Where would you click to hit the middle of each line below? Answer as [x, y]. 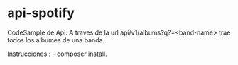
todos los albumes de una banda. [56, 40]
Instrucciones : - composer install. [58, 54]
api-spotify [41, 13]
